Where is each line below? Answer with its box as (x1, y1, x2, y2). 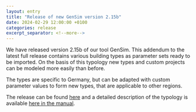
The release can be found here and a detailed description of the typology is (6, 94, 188, 101)
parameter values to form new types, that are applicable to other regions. (6, 82, 183, 89)
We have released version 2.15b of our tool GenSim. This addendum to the (6, 46, 185, 53)
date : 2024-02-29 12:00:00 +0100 (6, 19, 88, 25)
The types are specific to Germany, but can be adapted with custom (6, 76, 171, 83)
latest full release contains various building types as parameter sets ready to (6, 52, 190, 60)
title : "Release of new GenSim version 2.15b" (6, 14, 122, 20)
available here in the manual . (6, 100, 75, 107)
